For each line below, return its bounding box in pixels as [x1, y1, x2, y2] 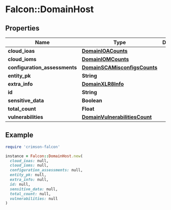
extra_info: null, [10, 177, 49, 183]
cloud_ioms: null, [10, 163, 49, 168]
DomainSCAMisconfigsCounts [81, 64, 158, 71]
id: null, [10, 182, 31, 187]
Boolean [81, 97, 103, 104]
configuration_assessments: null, [10, 168, 83, 173]
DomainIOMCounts [81, 56, 129, 63]
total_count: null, [10, 191, 51, 196]
